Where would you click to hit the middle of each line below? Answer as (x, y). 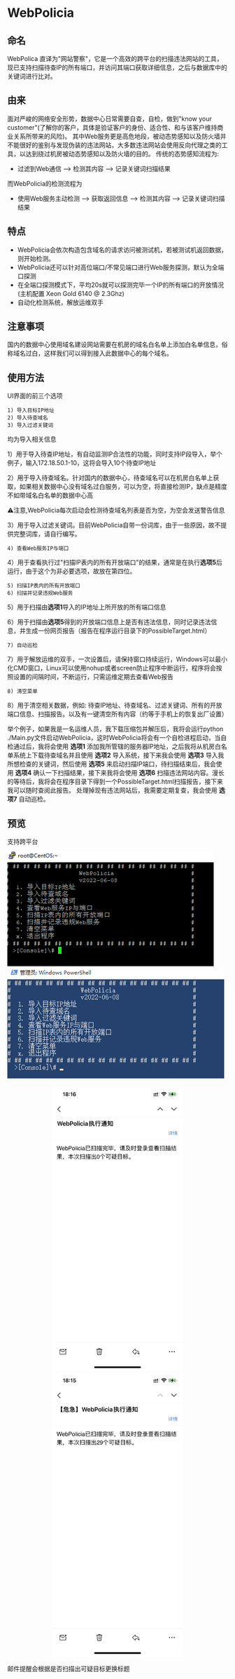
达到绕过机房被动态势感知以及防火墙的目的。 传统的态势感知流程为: (122, 154)
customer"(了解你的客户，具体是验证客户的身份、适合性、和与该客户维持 (112, 127)
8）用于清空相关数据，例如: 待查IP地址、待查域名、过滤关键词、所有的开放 (115, 706)
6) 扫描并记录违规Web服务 (40, 593)
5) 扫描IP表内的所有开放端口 (44, 586)
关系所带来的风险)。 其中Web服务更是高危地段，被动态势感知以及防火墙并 (120, 136)
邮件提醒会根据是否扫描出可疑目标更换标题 (69, 1668)
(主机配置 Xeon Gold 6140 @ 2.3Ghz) (71, 293)
